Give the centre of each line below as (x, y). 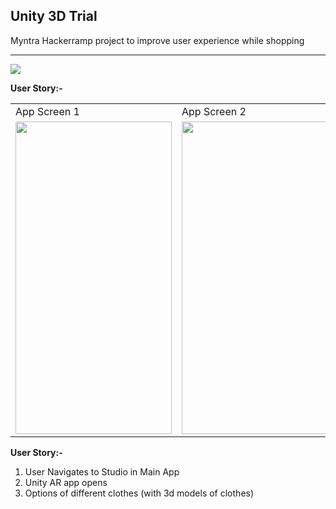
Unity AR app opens (66, 482)
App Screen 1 (47, 111)
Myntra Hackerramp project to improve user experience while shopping (157, 40)
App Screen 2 (214, 111)
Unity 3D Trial (54, 16)
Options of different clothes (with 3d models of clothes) (139, 493)
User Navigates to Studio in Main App (102, 471)
